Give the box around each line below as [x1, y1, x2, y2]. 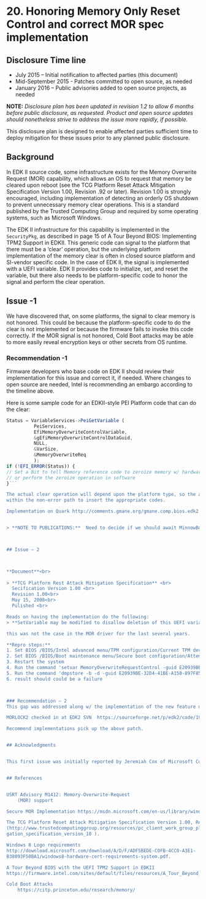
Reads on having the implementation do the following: [6, 613, 150, 620]
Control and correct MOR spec [6, 17, 164, 31]
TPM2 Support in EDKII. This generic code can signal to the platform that [6, 238, 190, 246]
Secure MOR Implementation [6, 808, 75, 815]
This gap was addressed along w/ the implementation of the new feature [6, 704, 196, 710]
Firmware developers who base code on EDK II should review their [6, 367, 175, 375]
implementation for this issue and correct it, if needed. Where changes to [6, 374, 191, 382]
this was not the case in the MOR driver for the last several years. [6, 630, 191, 637]
